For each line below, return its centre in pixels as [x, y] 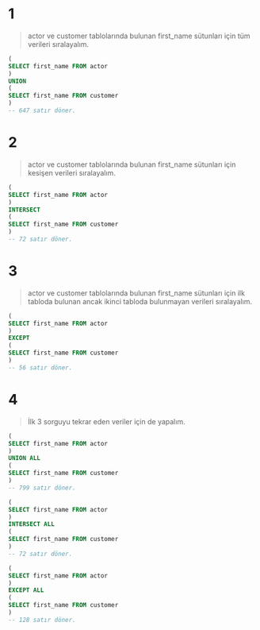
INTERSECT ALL [32, 524]
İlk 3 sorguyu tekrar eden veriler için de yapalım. [106, 421]
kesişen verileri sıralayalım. [72, 172]
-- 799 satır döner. [42, 488]
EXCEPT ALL [26, 590]
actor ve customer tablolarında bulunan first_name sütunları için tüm [139, 36]
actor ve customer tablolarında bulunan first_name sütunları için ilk [136, 293]
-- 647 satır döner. [42, 111]
